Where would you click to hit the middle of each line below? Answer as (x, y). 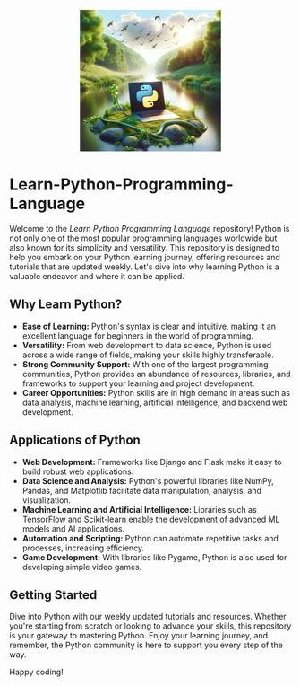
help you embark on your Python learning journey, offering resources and (145, 257)
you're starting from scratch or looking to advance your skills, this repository (150, 626)
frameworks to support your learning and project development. (138, 383)
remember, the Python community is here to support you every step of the (146, 645)
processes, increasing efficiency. (83, 548)
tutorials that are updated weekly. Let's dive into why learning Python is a (144, 267)
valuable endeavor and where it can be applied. (97, 276)
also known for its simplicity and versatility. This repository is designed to (145, 247)
